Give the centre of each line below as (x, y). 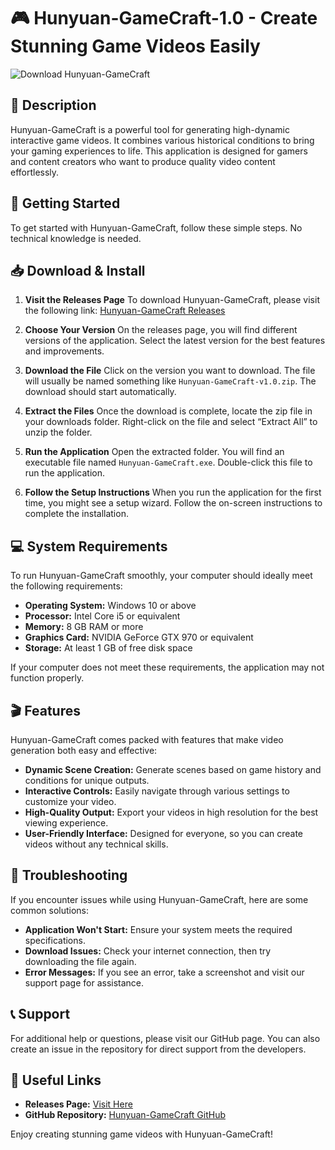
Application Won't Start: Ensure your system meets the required (158, 929)
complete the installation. (76, 514)
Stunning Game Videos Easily (135, 46)
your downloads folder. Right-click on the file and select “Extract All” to (171, 422)
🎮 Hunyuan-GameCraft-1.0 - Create (164, 18)
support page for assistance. (84, 982)
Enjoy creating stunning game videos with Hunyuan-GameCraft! (141, 1134)
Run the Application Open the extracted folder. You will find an (154, 452)
